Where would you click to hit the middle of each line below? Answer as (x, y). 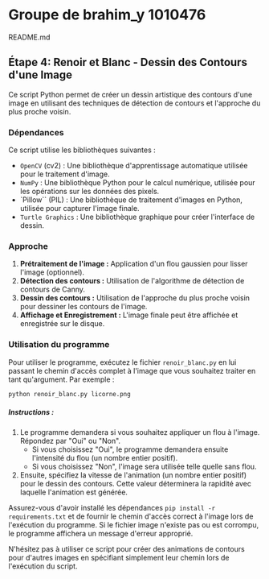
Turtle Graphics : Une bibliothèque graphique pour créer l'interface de (137, 217)
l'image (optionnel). (52, 272)
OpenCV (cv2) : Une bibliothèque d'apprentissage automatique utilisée (134, 166)
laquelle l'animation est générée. (74, 492)
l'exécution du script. (43, 566)
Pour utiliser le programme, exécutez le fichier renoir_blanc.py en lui (122, 362)
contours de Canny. (53, 289)
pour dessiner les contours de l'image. (84, 307)
